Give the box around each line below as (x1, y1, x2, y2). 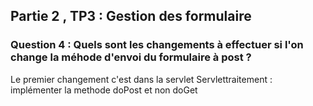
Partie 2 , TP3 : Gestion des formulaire (10, 8, 252, 25)
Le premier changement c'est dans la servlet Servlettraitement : (10, 73, 273, 85)
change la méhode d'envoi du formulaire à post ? (10, 50, 252, 64)
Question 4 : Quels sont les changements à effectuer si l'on (10, 38, 304, 52)
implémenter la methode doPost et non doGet (10, 84, 198, 96)
